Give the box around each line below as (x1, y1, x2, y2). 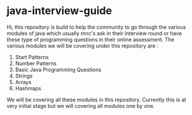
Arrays (15, 78, 32, 86)
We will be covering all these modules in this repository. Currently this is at (6, 96, 187, 103)
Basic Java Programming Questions (15, 66, 102, 73)
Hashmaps (15, 84, 42, 92)
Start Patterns (15, 53, 49, 60)
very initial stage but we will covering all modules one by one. (6, 102, 155, 109)
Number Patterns (15, 60, 57, 67)
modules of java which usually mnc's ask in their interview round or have (6, 29, 182, 36)
